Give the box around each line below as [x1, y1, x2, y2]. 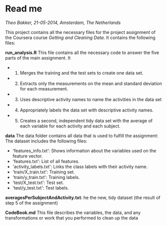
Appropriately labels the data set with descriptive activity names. [19, 107, 154, 113]
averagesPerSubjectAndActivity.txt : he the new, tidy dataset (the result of [5, 194, 161, 200]
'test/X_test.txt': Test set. [12, 179, 64, 185]
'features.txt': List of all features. [12, 158, 80, 164]
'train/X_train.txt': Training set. [12, 168, 75, 175]
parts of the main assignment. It [5, 54, 71, 60]
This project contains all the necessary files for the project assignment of [5, 29, 156, 35]
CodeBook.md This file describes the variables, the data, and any [5, 209, 141, 215]
